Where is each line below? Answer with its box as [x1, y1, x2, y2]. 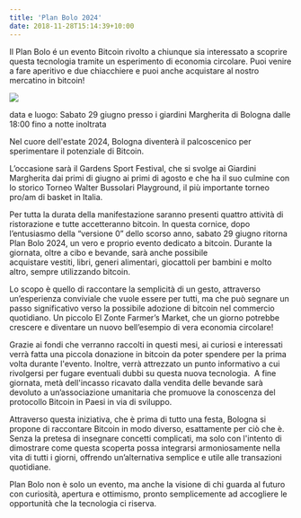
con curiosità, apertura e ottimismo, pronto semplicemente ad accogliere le [9, 488, 288, 499]
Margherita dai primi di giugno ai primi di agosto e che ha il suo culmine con [9, 172, 290, 183]
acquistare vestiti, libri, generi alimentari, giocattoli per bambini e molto [9, 257, 272, 268]
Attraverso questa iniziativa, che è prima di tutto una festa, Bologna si [9, 414, 267, 425]
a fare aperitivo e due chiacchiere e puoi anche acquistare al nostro [9, 65, 260, 76]
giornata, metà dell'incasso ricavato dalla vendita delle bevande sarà [9, 377, 263, 388]
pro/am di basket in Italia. [9, 191, 103, 202]
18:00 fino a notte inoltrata [9, 119, 107, 129]
